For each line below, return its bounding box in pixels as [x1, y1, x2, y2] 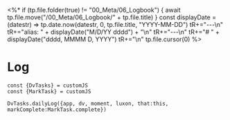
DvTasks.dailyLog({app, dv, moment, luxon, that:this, [7, 100, 169, 107]
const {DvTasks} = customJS [7, 82, 89, 89]
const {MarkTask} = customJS [7, 88, 91, 95]
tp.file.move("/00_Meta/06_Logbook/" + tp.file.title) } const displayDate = [7, 13, 217, 21]
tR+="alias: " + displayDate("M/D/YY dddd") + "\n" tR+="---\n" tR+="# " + [7, 28, 220, 36]
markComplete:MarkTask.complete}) [7, 106, 107, 113]
